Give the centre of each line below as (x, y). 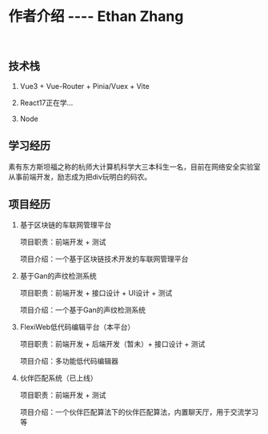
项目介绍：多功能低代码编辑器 (69, 361)
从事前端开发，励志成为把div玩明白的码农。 (80, 176)
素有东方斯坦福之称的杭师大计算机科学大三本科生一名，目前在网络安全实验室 (134, 167)
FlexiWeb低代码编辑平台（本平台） (77, 327)
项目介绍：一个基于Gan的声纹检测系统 (83, 310)
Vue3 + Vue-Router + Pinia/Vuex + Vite (84, 86)
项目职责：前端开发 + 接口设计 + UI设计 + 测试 (96, 293)
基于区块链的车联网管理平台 (66, 225)
